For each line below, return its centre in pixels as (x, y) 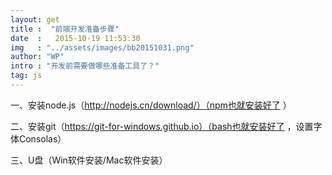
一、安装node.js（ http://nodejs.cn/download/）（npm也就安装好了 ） (151, 105)
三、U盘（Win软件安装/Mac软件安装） (89, 160)
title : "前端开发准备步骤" (65, 29)
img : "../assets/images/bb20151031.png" (102, 47)
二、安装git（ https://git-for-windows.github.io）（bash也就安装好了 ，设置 (162, 126)
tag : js (26, 76)
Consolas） (42, 138)
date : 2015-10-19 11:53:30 (75, 38)
